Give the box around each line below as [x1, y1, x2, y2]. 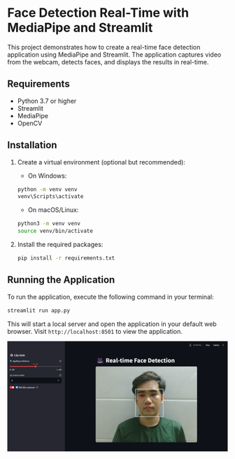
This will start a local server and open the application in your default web [7, 320, 217, 328]
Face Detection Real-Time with [7, 5, 190, 21]
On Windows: [27, 171, 67, 180]
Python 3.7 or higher [17, 97, 77, 105]
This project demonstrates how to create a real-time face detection [7, 43, 201, 51]
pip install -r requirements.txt [17, 255, 115, 262]
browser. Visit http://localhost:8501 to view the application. [7, 327, 183, 335]
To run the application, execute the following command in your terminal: [7, 292, 215, 301]
